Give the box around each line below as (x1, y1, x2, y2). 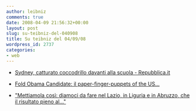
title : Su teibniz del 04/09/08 (6, 36, 86, 42)
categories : (6, 47, 36, 53)
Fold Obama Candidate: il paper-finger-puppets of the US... (14, 80, 160, 87)
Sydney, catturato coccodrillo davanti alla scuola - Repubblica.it (14, 68, 171, 76)
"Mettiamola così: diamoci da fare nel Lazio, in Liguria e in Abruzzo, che (14, 92, 190, 99)
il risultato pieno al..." (14, 98, 66, 105)
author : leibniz (6, 8, 46, 15)
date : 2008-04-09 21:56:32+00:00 (6, 19, 89, 25)
